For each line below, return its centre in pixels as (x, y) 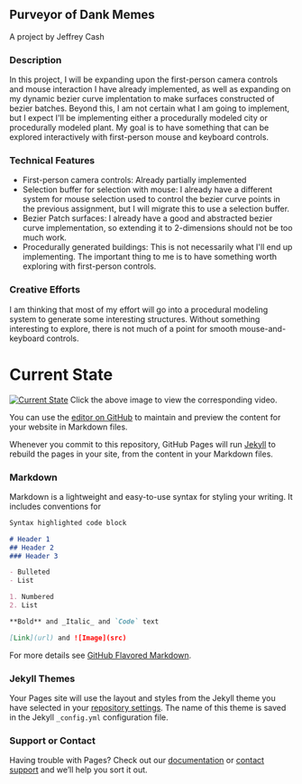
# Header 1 (30, 539)
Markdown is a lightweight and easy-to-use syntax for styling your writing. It (151, 496)
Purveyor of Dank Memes (82, 15)
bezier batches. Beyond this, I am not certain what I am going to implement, (150, 108)
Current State (61, 374)
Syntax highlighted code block (68, 522)
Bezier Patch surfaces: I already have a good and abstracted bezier (147, 218)
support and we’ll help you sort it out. (78, 770)
